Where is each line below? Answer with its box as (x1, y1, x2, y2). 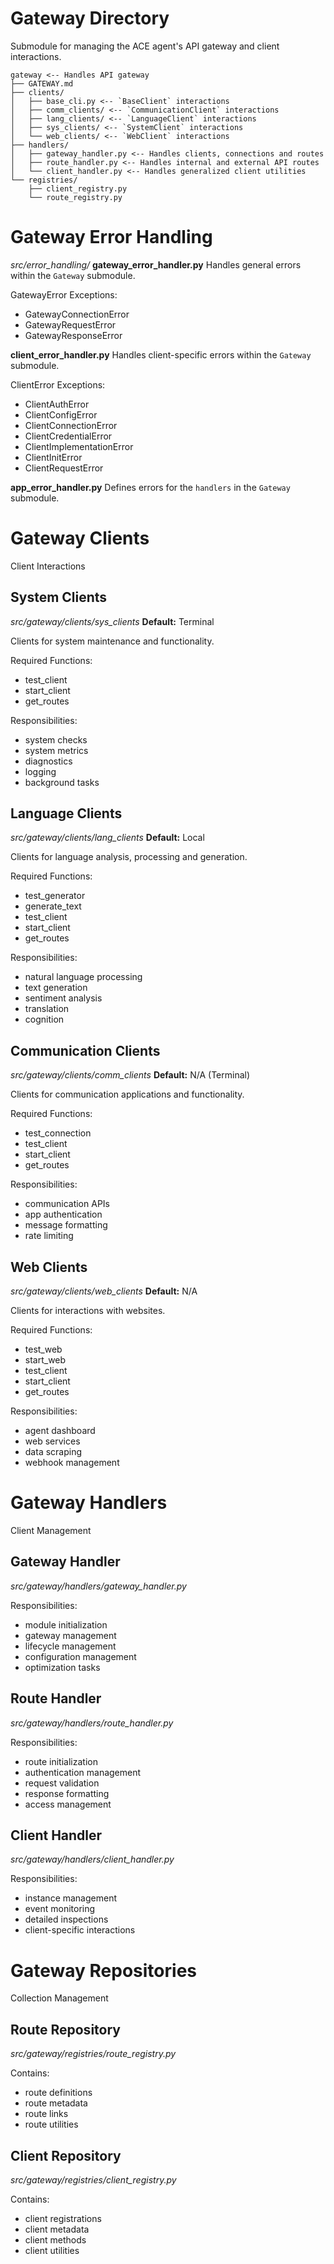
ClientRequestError (24, 462, 104, 474)
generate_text (24, 900, 82, 912)
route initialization (24, 1755, 98, 1767)
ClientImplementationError (24, 440, 134, 452)
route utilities (24, 2118, 79, 2131)
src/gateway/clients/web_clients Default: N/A (10, 1285, 198, 1297)
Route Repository (10, 2021, 121, 2038)
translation (24, 1003, 70, 1015)
